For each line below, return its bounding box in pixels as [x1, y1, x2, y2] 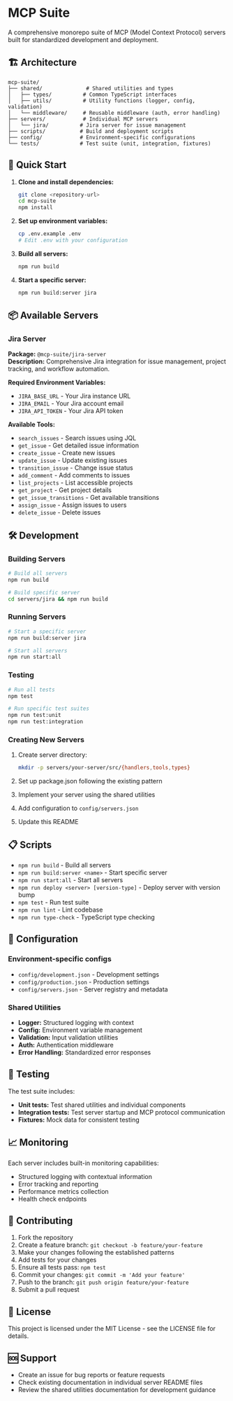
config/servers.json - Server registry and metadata [17, 985, 168, 994]
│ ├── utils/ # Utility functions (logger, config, [8, 97, 196, 104]
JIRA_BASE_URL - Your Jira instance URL [17, 392, 131, 400]
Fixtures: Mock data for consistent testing [17, 1115, 140, 1124]
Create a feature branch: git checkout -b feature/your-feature [17, 1241, 203, 1249]
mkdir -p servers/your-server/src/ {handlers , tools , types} [17, 765, 190, 772]
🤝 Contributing [8, 1215, 73, 1227]
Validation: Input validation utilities [17, 1033, 119, 1041]
